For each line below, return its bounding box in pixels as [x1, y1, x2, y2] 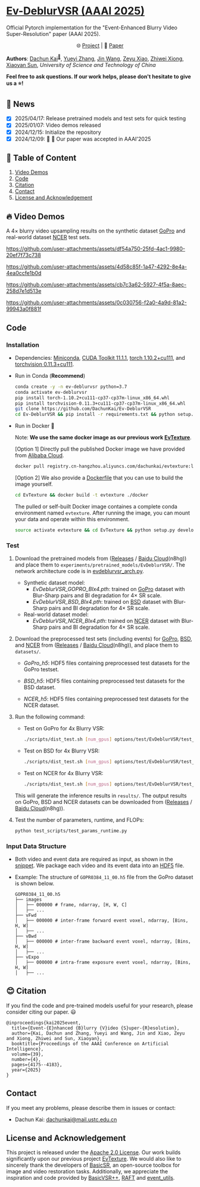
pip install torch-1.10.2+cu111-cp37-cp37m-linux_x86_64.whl [14, 394, 170, 401]
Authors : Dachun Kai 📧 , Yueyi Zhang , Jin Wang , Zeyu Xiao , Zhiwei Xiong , [6, 54, 185, 62]
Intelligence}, [6, 1046, 44, 1052]
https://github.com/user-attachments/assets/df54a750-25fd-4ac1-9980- [6, 245, 186, 252]
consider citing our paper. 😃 [6, 1008, 76, 1015]
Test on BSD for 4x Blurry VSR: [23, 747, 100, 754]
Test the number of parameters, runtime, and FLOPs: [14, 816, 145, 823]
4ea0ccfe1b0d [6, 270, 42, 277]
